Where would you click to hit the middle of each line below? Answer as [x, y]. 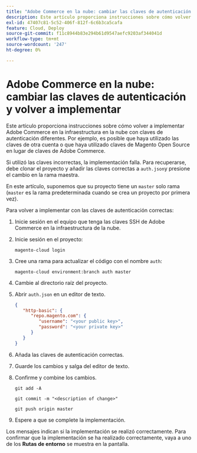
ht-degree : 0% [24, 50]
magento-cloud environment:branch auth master [73, 272]
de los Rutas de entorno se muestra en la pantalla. [68, 444]
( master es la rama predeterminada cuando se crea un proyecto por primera [98, 192]
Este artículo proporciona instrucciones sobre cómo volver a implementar [95, 126]
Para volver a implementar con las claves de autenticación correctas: [90, 210]
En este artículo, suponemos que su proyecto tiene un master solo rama [93, 186]
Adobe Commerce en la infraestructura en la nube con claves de [85, 132]
